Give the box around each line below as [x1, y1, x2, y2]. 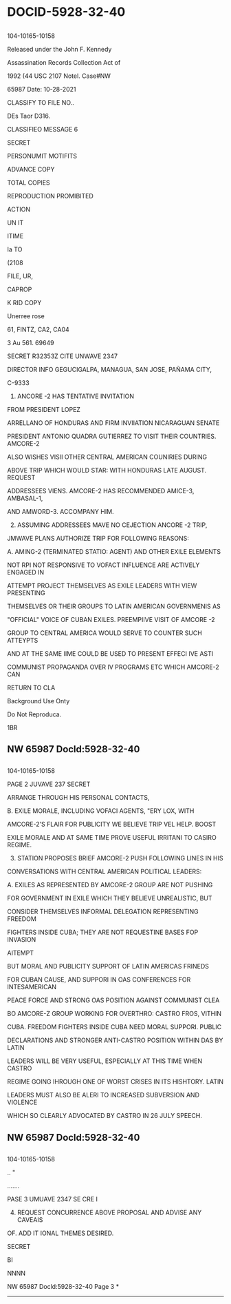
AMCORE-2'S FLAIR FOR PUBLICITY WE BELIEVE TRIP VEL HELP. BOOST [7, 820, 217, 829]
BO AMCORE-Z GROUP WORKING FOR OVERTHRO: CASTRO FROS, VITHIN [7, 1010, 222, 1018]
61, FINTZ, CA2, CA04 [7, 325, 70, 333]
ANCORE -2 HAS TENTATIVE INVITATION [16, 392, 134, 400]
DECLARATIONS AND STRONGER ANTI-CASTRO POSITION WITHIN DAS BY [7, 1036, 223, 1044]
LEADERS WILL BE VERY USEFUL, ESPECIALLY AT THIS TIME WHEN [7, 1057, 203, 1065]
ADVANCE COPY [7, 165, 55, 173]
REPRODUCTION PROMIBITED [7, 192, 94, 200]
